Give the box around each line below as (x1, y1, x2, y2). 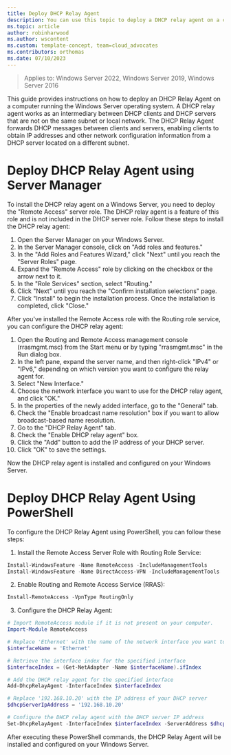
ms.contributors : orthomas (7, 49, 85, 56)
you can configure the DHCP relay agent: (7, 322, 124, 330)
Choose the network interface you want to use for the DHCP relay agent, (16, 387, 223, 395)
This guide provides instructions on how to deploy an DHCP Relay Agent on (7, 94, 221, 103)
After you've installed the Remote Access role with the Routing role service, (7, 314, 221, 323)
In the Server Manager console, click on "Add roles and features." (16, 243, 203, 251)
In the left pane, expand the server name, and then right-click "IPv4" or (16, 357, 219, 365)
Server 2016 (23, 81, 59, 90)
